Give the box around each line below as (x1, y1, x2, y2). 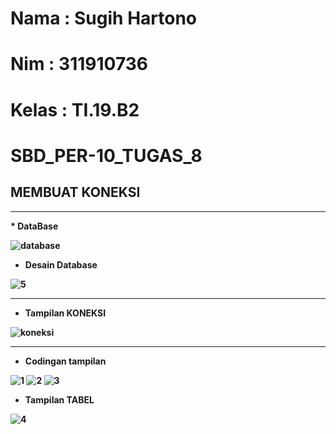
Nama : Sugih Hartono (10, 7, 198, 30)
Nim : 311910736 (10, 53, 148, 76)
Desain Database (24, 258, 98, 271)
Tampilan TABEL (24, 393, 95, 406)
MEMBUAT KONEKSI (10, 184, 141, 201)
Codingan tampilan (24, 355, 107, 367)
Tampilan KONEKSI (24, 307, 107, 319)
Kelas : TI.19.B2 (10, 98, 140, 121)
